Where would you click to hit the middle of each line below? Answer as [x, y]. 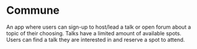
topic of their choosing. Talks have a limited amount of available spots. [94, 33]
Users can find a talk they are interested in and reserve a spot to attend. [96, 39]
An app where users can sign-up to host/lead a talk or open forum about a [99, 27]
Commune [33, 10]
